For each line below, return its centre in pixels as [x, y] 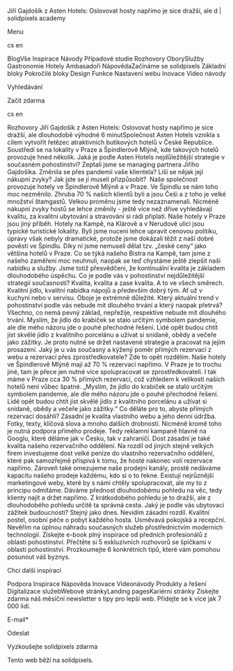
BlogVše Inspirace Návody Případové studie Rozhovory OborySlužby [106, 59]
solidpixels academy [37, 18]
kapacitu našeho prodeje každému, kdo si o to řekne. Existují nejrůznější [111, 475]
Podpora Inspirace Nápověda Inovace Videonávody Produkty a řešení [107, 584]
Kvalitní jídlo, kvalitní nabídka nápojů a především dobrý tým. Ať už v [105, 290]
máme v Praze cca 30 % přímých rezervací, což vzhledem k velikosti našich [116, 379]
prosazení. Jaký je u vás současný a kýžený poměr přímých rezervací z [110, 349]
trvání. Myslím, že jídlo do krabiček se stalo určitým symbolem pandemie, [112, 320]
